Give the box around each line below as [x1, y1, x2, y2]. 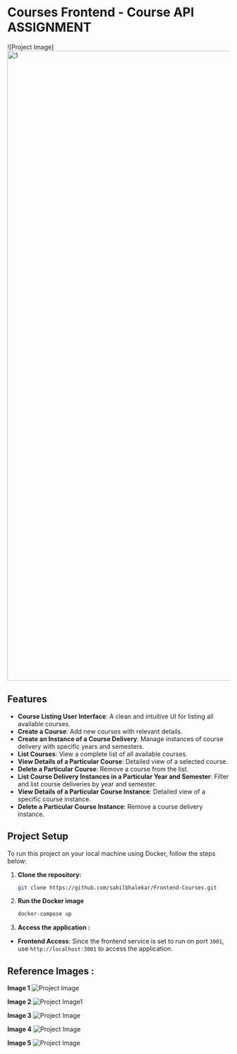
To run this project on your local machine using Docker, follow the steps [7, 849, 216, 857]
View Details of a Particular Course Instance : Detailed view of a [17, 787, 206, 796]
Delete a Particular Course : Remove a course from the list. [17, 764, 189, 773]
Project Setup [7, 830, 69, 842]
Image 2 [7, 997, 32, 1006]
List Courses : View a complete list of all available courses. [17, 750, 188, 758]
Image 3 [7, 1012, 32, 1020]
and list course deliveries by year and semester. [17, 779, 157, 788]
